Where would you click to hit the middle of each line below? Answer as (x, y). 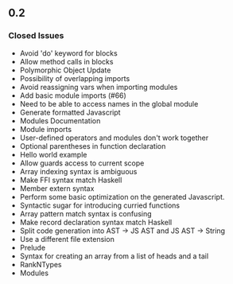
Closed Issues (36, 36)
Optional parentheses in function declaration (93, 146)
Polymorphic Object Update (65, 70)
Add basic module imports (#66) (73, 95)
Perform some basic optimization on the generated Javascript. (122, 196)
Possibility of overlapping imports (75, 78)
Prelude (33, 247)
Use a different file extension (67, 239)
